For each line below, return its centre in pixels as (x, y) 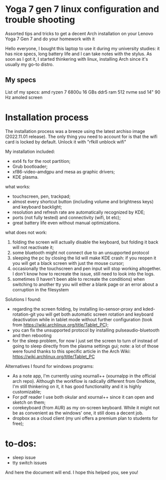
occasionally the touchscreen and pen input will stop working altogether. (87, 268)
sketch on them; (29, 402)
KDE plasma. (25, 177)
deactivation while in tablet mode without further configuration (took (82, 319)
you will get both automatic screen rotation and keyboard (95, 314)
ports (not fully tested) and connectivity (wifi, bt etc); (66, 217)
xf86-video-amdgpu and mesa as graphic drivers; (64, 172)
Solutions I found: (23, 299)
